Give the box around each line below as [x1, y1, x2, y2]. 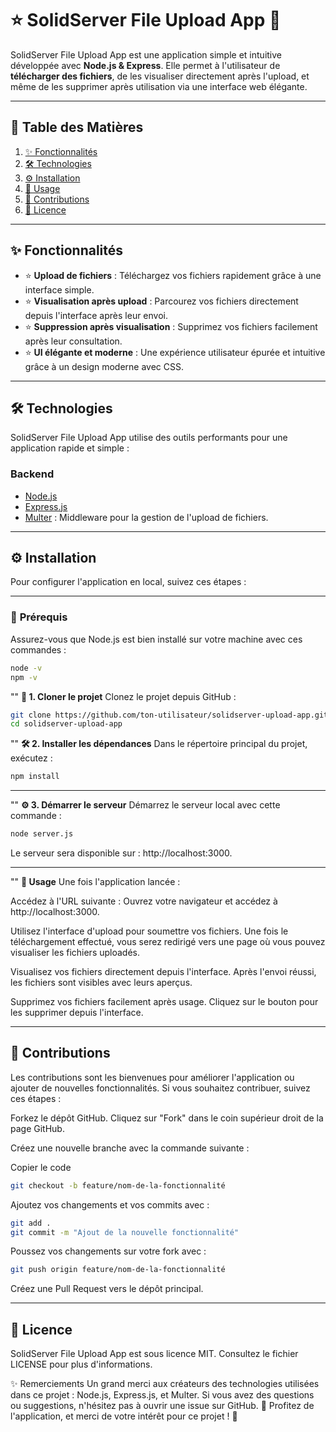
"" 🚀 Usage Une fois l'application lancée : [10, 876, 181, 888]
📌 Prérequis [10, 610, 68, 624]
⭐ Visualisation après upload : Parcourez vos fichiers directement [24, 295, 299, 307]
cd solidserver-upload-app [10, 719, 123, 729]
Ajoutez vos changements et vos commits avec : [10, 1198, 210, 1211]
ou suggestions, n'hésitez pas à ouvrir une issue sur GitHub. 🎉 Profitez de [10, 1400, 315, 1412]
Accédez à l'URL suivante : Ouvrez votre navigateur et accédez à [10, 895, 278, 907]
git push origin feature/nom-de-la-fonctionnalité [10, 1265, 226, 1275]
